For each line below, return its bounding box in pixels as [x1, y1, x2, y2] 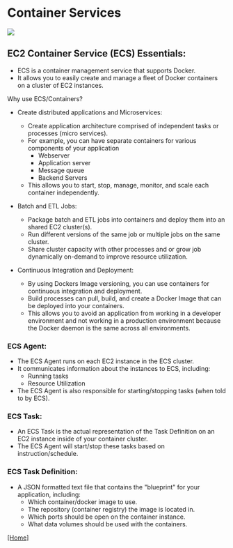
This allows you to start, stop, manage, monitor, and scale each [27, 181, 209, 189]
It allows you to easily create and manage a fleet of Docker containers [17, 73, 218, 82]
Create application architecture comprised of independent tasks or [27, 121, 219, 130]
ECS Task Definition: [7, 467, 78, 477]
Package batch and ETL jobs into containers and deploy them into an [27, 215, 225, 224]
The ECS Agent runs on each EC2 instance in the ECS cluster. [17, 357, 195, 365]
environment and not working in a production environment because [27, 316, 221, 325]
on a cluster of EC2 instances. [17, 81, 104, 89]
